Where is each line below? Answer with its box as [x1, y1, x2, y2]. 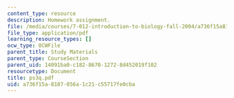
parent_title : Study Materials [7, 49, 98, 56]
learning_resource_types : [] [7, 36, 92, 43]
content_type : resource [7, 10, 77, 17]
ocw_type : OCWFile [7, 42, 61, 49]
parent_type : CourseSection [7, 55, 89, 62]
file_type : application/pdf [7, 29, 89, 37]
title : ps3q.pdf [7, 74, 54, 81]
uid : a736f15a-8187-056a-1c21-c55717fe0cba [7, 81, 136, 88]
